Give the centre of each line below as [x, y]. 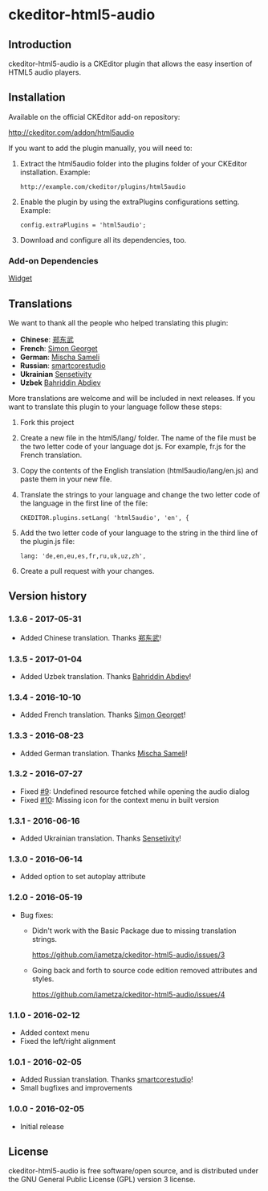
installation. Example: [55, 172]
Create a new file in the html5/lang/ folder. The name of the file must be [138, 438]
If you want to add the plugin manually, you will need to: [100, 148]
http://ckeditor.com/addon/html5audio [71, 132]
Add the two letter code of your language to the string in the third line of [139, 533]
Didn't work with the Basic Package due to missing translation [134, 931]
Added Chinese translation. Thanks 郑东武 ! [91, 637]
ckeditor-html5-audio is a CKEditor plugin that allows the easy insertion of [130, 63]
